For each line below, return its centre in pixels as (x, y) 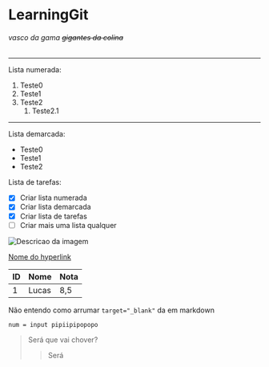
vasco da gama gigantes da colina (66, 37)
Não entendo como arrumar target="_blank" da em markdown (111, 310)
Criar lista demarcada (55, 207)
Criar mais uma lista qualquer (68, 225)
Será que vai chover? (63, 340)
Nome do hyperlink (40, 257)
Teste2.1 (45, 111)
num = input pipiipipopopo (53, 324)
